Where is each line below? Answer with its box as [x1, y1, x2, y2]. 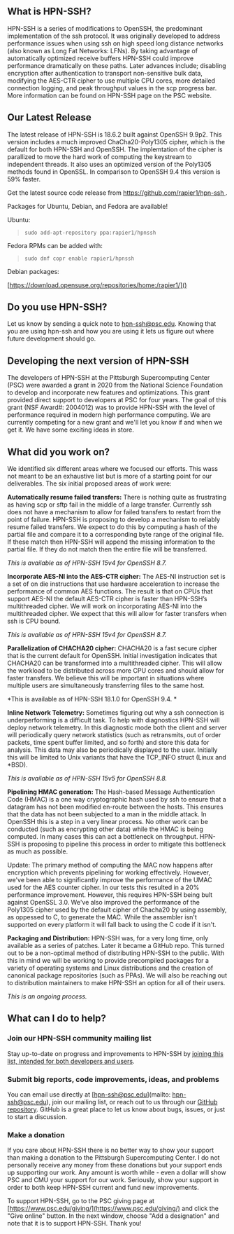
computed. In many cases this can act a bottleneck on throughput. [7, 832, 198, 841]
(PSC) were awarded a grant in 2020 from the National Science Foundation [7, 381, 224, 390]
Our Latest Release [7, 111, 92, 123]
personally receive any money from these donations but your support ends [7, 1161, 223, 1170]
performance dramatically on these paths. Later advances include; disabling [7, 61, 226, 69]
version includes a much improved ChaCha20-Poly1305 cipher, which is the [7, 137, 226, 146]
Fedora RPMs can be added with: [7, 241, 103, 249]
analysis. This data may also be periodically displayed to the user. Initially [7, 746, 218, 754]
